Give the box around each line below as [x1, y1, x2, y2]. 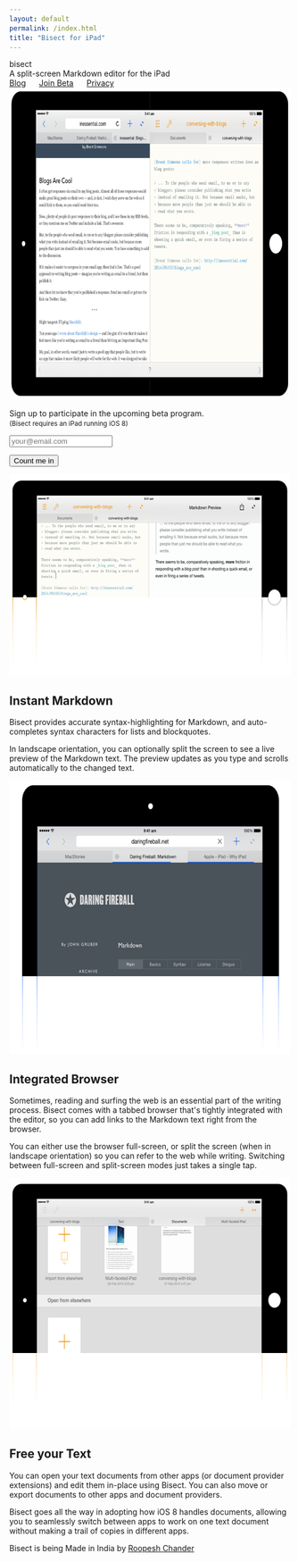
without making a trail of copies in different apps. [9, 1525, 190, 1536]
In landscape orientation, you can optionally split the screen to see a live [9, 744, 275, 755]
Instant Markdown [9, 693, 113, 708]
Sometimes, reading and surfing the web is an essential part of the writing [9, 1095, 281, 1106]
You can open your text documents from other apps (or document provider [9, 1470, 285, 1481]
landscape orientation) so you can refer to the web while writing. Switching [9, 1150, 286, 1161]
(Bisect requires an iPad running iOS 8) [9, 420, 128, 429]
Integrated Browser [9, 1072, 120, 1087]
